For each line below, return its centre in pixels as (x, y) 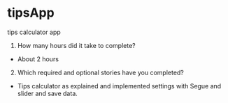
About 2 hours (38, 59)
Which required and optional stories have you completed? (100, 72)
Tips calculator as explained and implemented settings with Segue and (119, 86)
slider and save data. (48, 93)
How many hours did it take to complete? (76, 45)
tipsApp (31, 13)
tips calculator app (34, 32)
